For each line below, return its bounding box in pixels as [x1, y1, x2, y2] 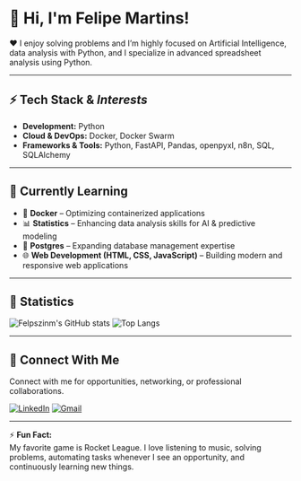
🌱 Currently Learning [9, 184, 128, 199]
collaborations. [9, 386, 64, 397]
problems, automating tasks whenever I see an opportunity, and [9, 452, 245, 463]
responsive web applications [21, 259, 128, 270]
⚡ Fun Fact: [9, 430, 52, 441]
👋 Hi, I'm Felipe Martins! [9, 8, 190, 29]
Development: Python [21, 120, 105, 131]
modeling [21, 231, 57, 241]
